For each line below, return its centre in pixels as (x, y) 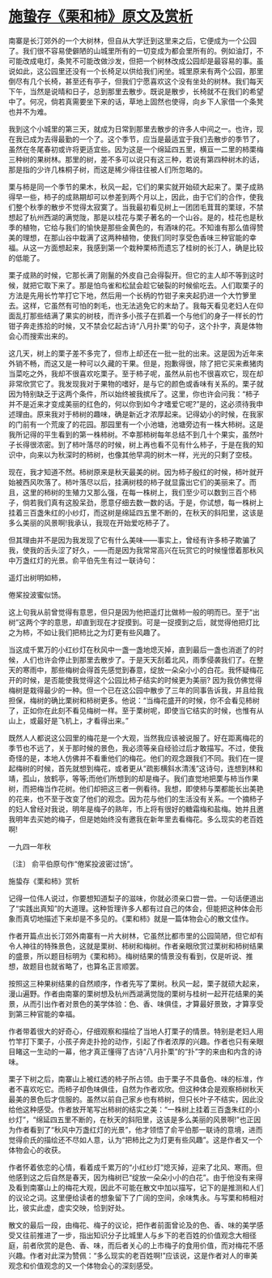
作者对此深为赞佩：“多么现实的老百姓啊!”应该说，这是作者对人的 (137, 1255)
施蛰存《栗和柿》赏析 (44, 881)
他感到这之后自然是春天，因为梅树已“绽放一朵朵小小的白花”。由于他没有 (129, 1177)
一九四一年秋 (30, 846)
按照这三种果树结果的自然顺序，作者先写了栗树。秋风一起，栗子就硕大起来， (136, 983)
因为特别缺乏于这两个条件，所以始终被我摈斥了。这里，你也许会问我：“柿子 (134, 394)
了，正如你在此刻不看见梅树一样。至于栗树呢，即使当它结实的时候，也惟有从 (136, 710)
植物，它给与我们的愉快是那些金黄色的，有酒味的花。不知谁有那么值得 (139, 227)
